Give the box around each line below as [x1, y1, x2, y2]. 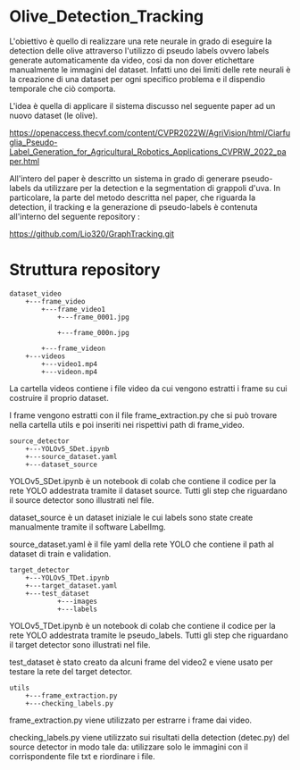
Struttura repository [9, 260, 161, 280]
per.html [9, 155, 40, 166]
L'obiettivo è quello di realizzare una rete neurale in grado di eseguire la [9, 36, 272, 46]
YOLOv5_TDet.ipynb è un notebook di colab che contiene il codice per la [9, 620, 276, 631]
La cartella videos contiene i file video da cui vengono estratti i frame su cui [9, 382, 287, 394]
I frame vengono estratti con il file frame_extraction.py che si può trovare [9, 409, 278, 421]
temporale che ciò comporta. [9, 83, 116, 94]
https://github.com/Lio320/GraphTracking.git [9, 228, 175, 239]
